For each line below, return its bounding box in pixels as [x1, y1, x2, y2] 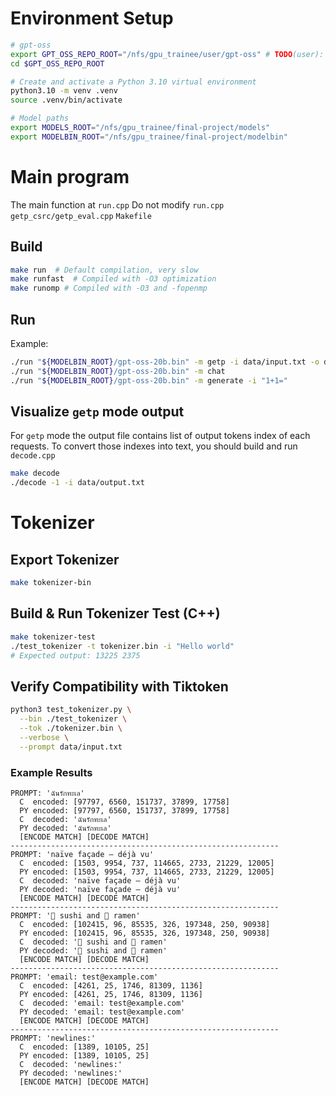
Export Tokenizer [10, 551, 120, 568]
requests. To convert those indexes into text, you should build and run [10, 440, 298, 452]
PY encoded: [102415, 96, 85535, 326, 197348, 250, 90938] [19, 928, 271, 938]
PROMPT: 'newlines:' [10, 1033, 97, 1043]
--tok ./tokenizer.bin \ [19, 723, 123, 734]
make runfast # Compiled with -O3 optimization [10, 274, 217, 284]
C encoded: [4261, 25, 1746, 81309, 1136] [19, 980, 203, 991]
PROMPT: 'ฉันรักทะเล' [10, 788, 85, 798]
